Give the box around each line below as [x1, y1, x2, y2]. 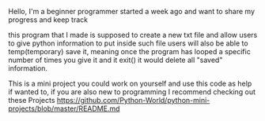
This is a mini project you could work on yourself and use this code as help [8, 79, 252, 88]
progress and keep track [8, 15, 89, 24]
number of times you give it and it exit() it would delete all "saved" [8, 55, 223, 64]
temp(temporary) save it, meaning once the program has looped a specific [8, 47, 251, 56]
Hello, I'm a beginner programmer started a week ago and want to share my [8, 7, 256, 16]
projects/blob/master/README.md [8, 104, 120, 113]
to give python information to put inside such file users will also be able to [8, 38, 248, 48]
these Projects [8, 96, 55, 104]
